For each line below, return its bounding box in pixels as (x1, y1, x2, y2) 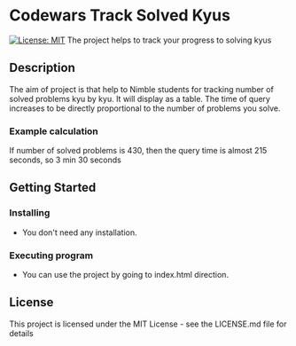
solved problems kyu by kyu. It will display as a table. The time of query (9, 93, 270, 104)
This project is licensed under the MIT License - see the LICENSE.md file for (9, 318, 287, 329)
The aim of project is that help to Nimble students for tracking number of (9, 83, 275, 94)
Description (9, 60, 75, 75)
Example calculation (9, 125, 99, 138)
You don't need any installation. (21, 227, 137, 238)
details (9, 327, 34, 338)
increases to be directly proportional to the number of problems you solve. (9, 103, 281, 114)
